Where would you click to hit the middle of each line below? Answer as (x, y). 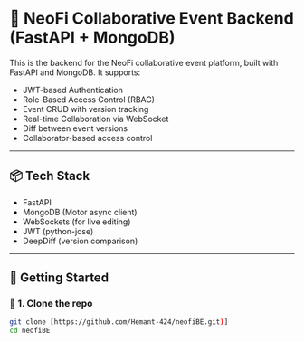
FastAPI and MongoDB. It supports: (75, 72)
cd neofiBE (30, 331)
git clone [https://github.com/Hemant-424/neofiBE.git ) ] (119, 322)
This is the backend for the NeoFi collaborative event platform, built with (144, 62)
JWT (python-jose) (58, 231)
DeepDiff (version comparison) (80, 241)
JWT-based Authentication (73, 90)
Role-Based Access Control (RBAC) (89, 100)
